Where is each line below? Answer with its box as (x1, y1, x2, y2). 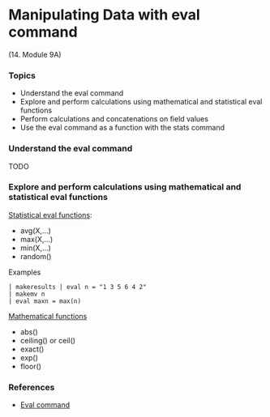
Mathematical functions (8, 311, 88, 321)
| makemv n (8, 290, 45, 298)
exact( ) (19, 344, 45, 354)
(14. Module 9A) (8, 49, 62, 59)
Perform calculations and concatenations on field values (19, 114, 209, 124)
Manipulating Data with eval (8, 6, 200, 24)
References (8, 381, 55, 393)
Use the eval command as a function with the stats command (19, 123, 225, 133)
